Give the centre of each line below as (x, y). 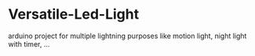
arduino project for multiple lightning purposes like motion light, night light (127, 36)
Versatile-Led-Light (74, 14)
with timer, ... (29, 44)
